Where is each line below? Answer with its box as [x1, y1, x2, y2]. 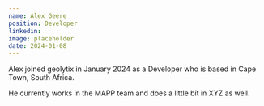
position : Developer [8, 19, 79, 28]
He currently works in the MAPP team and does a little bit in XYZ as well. [8, 88, 250, 98]
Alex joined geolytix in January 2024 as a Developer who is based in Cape [8, 64, 257, 74]
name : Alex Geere [8, 11, 67, 20]
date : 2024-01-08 [8, 42, 67, 50]
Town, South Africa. [8, 73, 75, 83]
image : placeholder [8, 34, 75, 43]
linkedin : [8, 27, 42, 35]
